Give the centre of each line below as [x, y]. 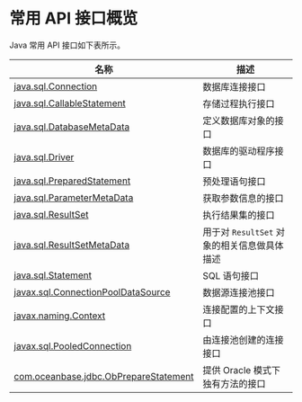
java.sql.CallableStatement [70, 103]
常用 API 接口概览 [74, 18]
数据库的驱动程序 [238, 151]
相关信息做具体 [252, 246]
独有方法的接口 [234, 383]
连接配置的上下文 [238, 309]
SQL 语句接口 [230, 275]
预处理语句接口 [234, 181]
